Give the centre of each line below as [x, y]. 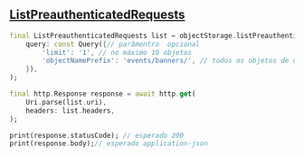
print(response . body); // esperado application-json [109, 143]
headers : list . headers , [71, 111]
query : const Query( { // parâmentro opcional [113, 44]
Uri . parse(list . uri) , [66, 102]
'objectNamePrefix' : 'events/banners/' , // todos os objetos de [166, 61]
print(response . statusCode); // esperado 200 [96, 135]
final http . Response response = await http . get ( [103, 94]
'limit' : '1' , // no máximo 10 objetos [117, 52]
